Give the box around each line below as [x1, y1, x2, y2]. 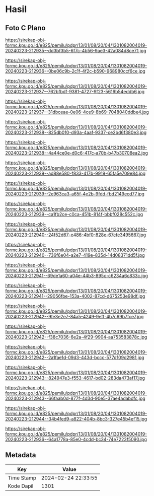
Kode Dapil [8, 482, 34, 489]
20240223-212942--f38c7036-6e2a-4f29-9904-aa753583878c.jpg [5, 334, 147, 340]
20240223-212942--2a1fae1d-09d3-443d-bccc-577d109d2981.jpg [5, 355, 144, 361]
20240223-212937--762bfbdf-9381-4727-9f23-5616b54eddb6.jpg [5, 89, 145, 94]
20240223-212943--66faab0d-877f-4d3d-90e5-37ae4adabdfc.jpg [5, 395, 146, 401]
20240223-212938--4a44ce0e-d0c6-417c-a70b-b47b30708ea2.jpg [5, 150, 148, 156]
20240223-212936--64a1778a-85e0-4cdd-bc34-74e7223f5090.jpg [5, 437, 147, 442]
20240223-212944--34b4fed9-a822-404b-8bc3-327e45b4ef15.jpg [5, 416, 147, 421]
